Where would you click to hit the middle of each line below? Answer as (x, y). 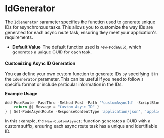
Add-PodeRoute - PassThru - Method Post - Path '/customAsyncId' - (72, 103)
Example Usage (21, 94)
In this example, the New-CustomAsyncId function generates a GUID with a (78, 121)
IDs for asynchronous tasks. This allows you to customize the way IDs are (79, 27)
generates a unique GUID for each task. (52, 52)
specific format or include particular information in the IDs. (64, 84)
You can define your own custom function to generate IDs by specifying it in (82, 74)
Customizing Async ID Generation (40, 63)
